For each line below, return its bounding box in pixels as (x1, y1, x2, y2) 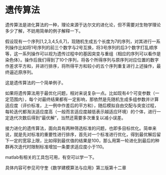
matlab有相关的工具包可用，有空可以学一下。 (5, 154, 97, 160)
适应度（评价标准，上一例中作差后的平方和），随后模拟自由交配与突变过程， (5, 102, 159, 108)
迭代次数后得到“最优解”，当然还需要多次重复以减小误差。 (9, 114, 126, 121)
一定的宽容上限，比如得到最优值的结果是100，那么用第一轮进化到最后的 (9, 138, 156, 143)
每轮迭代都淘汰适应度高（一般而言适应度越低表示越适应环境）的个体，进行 (5, 108, 157, 114)
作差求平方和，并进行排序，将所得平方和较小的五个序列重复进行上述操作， (5, 63, 157, 69)
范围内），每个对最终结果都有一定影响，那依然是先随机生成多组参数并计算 (9, 96, 159, 102)
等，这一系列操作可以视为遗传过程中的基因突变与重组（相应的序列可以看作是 (5, 50, 161, 57)
